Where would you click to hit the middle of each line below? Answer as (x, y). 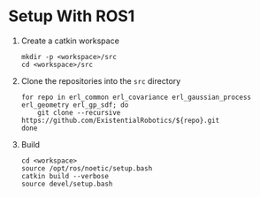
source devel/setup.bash (67, 184)
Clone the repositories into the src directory (101, 80)
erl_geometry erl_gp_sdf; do (75, 105)
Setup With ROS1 (72, 16)
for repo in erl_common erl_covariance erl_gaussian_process (136, 97)
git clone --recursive (79, 112)
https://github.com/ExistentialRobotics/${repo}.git (120, 120)
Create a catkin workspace (70, 41)
